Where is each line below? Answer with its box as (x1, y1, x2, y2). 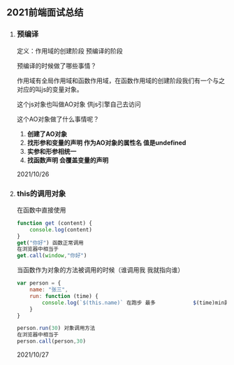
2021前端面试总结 (6, 6, 84, 19)
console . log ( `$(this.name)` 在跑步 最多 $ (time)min (42, 299, 225, 306)
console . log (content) (29, 226, 92, 233)
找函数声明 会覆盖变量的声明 (27, 156, 109, 164)
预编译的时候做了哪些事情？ (16, 62, 97, 70)
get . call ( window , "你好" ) (16, 252, 87, 259)
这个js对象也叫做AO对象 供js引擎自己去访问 (16, 100, 141, 108)
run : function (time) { (29, 292, 98, 299)
